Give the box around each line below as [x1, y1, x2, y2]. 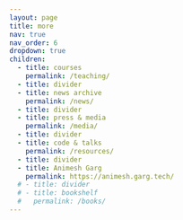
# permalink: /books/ [17, 197, 106, 207]
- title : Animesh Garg [17, 163, 102, 172]
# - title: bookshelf [17, 189, 99, 198]
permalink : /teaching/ [25, 72, 110, 81]
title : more [9, 22, 54, 31]
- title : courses [17, 64, 83, 73]
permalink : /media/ [25, 122, 99, 131]
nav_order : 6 [9, 38, 58, 48]
